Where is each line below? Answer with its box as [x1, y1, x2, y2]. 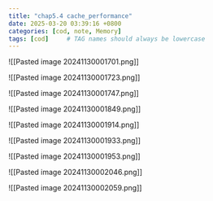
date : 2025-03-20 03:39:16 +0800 [8, 20, 122, 28]
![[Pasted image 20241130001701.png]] [8, 57, 140, 67]
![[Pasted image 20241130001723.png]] [8, 72, 141, 82]
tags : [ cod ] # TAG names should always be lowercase [8, 34, 206, 43]
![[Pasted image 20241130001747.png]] [8, 89, 140, 98]
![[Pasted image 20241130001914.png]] [8, 120, 140, 130]
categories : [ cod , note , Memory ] [8, 27, 122, 35]
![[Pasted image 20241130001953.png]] [8, 151, 141, 161]
